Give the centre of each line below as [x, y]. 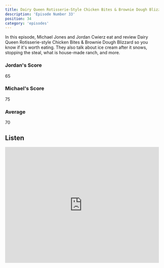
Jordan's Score [24, 65]
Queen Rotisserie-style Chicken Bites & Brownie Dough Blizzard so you [76, 42]
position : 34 [18, 19]
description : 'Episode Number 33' [40, 14]
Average [15, 112]
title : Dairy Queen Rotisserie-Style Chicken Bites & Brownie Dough [76, 10]
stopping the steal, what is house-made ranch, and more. [63, 53]
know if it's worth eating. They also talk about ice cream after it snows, [76, 47]
